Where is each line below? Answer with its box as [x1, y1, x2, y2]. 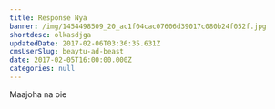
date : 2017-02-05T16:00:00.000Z [9, 55, 132, 64]
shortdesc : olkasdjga [9, 30, 92, 39]
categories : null [9, 64, 76, 74]
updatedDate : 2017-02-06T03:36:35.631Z [9, 38, 161, 48]
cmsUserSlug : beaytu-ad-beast [9, 47, 125, 56]
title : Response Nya [9, 13, 88, 23]
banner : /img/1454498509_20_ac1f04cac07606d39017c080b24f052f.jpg [9, 22, 267, 31]
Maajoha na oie [9, 88, 67, 100]
